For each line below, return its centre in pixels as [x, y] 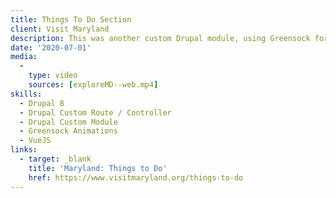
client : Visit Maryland [60, 29]
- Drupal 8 [42, 103]
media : [24, 57]
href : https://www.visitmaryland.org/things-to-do [136, 177]
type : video [53, 76]
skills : [26, 94]
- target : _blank [55, 159]
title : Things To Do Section [71, 19]
